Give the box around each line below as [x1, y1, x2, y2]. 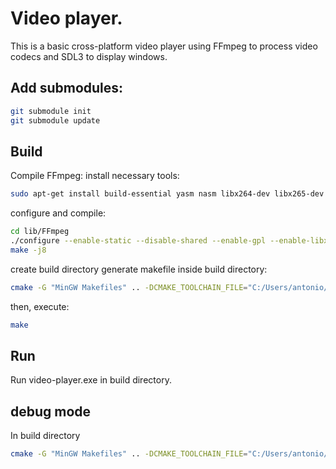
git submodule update [10, 115, 101, 126]
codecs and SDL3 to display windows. [10, 50, 168, 62]
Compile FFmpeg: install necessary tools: [10, 170, 180, 182]
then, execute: [10, 300, 70, 312]
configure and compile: [10, 207, 107, 219]
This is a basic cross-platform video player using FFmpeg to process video [10, 40, 318, 52]
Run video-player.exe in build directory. [10, 374, 172, 386]
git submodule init [10, 106, 92, 116]
